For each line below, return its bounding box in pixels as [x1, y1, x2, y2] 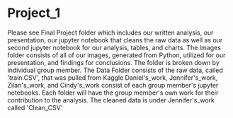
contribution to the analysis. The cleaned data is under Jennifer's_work [7, 95, 215, 104]
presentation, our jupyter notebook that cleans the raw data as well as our [7, 35, 223, 44]
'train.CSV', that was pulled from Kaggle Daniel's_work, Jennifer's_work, [7, 73, 218, 82]
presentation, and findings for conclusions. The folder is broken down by [7, 58, 220, 66]
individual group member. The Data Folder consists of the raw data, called [7, 66, 223, 74]
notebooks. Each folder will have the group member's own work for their [7, 88, 219, 97]
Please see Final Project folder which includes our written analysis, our [7, 28, 214, 37]
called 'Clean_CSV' [7, 103, 63, 112]
